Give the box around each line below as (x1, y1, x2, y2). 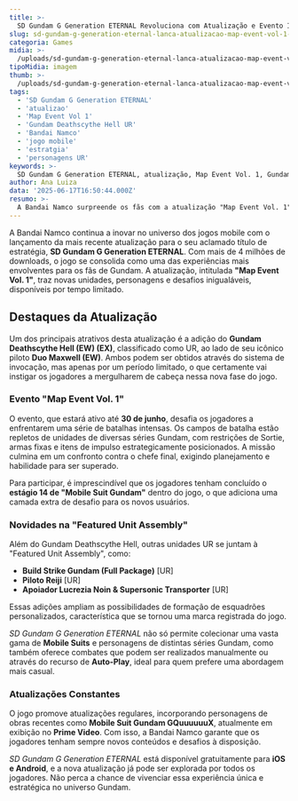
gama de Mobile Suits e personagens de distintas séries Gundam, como (9, 638, 274, 648)
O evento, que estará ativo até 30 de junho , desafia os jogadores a (9, 413, 255, 424)
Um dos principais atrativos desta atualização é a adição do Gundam (9, 333, 262, 344)
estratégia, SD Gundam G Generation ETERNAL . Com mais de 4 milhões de (9, 246, 286, 257)
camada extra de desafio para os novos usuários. (9, 496, 190, 507)
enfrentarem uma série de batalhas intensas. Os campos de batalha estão (9, 423, 279, 433)
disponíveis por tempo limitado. (9, 283, 124, 294)
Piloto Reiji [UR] (21, 575, 82, 586)
